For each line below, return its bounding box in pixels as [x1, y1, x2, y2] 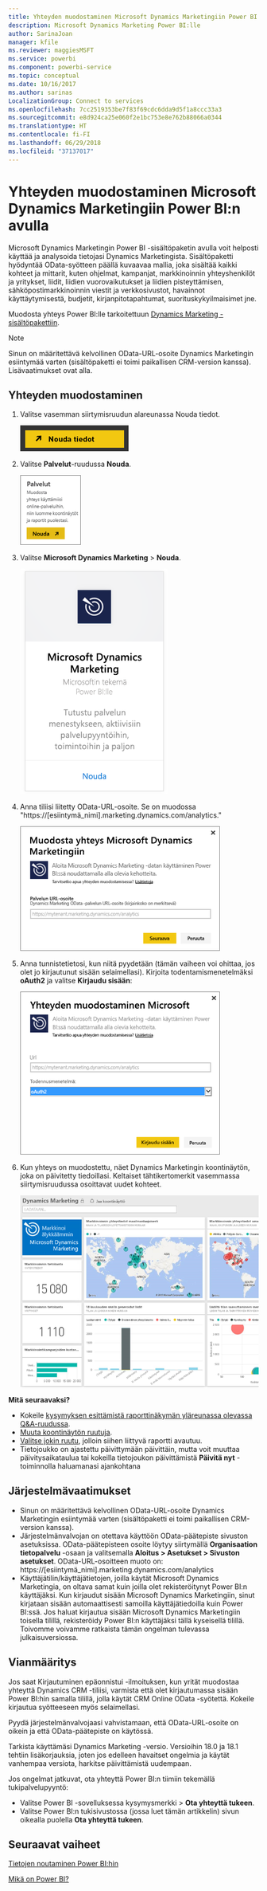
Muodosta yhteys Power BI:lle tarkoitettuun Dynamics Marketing [8, 309, 219, 319]
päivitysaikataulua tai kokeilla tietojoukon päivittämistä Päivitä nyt [19, 1453, 236, 1462]
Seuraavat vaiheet [8, 1838, 101, 1852]
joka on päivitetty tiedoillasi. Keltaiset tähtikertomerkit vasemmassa [19, 1171, 240, 1181]
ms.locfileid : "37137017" [8, 147, 94, 155]
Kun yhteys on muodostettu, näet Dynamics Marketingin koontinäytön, [19, 1163, 250, 1172]
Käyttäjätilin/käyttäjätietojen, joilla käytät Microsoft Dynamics [19, 1573, 219, 1583]
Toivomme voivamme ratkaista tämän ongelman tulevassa [19, 1624, 210, 1634]
